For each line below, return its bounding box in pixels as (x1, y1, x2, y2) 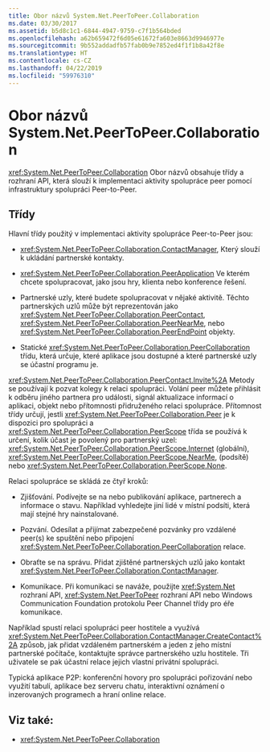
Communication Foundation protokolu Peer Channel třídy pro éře (19, 599, 235, 609)
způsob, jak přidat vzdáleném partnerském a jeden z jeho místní (19, 640, 231, 650)
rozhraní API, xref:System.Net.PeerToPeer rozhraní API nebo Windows (19, 590, 253, 600)
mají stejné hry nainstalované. (19, 509, 119, 519)
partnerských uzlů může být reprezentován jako (19, 301, 178, 311)
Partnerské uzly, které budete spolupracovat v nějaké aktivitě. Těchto (19, 293, 250, 303)
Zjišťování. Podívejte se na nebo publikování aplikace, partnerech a (19, 492, 242, 502)
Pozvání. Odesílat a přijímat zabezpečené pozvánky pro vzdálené (19, 525, 237, 535)
